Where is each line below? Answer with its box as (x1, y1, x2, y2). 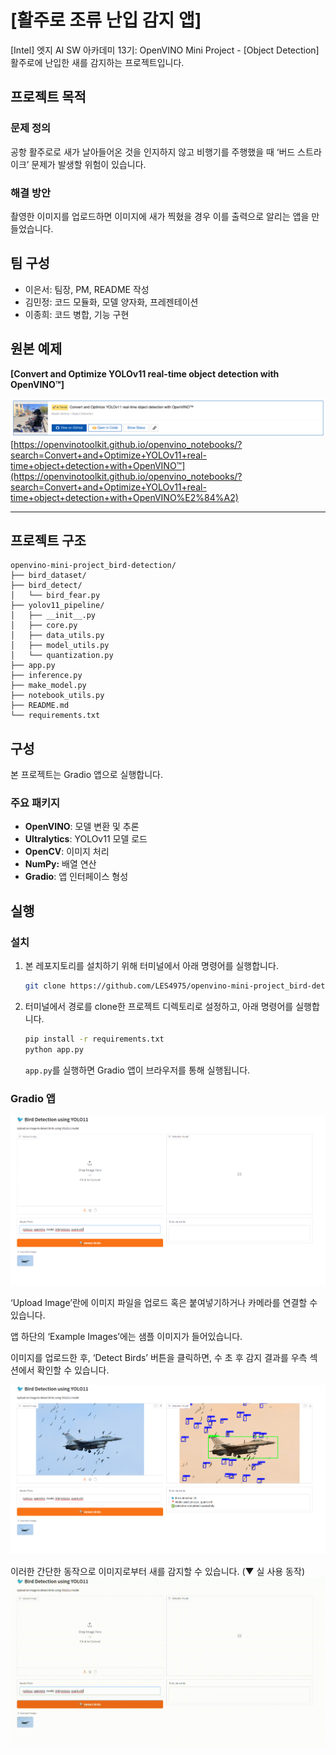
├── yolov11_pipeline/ (10, 601, 105, 611)
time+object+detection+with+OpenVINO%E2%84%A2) (10, 491, 239, 503)
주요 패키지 (10, 796, 61, 810)
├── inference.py (10, 671, 83, 681)
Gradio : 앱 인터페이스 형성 (24, 871, 129, 883)
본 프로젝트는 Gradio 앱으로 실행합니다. (10, 769, 164, 781)
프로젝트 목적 (10, 89, 87, 106)
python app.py (24, 1044, 84, 1055)
